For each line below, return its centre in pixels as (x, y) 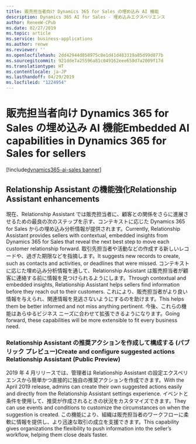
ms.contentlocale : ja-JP (36, 72)
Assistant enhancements (53, 199)
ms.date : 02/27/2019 (31, 28)
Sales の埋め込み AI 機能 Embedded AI (98, 128)
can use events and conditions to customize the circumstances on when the (98, 408)
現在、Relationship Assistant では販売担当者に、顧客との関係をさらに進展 (95, 214)
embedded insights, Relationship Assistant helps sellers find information (93, 284)
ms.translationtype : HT (35, 66)
